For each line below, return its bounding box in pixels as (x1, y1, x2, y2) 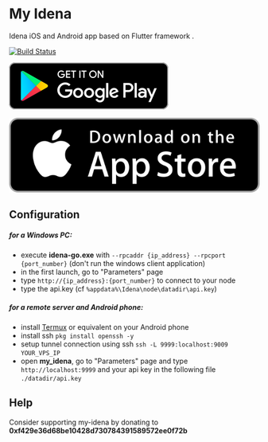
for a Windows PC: (9, 230, 72, 240)
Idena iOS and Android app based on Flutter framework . (9, 31, 194, 41)
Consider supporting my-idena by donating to (9, 417, 158, 427)
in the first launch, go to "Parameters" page (20, 267, 164, 276)
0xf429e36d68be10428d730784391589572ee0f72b (9, 425, 188, 435)
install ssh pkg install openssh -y (20, 331, 134, 340)
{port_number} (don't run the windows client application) (20, 258, 206, 268)
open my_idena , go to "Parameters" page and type (20, 356, 188, 366)
